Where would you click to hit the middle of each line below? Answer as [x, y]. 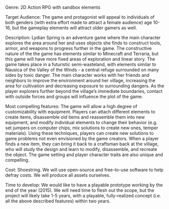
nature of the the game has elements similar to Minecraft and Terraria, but [82, 54]
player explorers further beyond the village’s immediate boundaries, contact [84, 91]
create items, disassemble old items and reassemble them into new [75, 117]
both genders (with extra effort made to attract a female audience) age [79, 22]
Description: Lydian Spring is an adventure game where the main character [83, 38]
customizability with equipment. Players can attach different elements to [80, 112]
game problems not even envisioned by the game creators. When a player [82, 139]
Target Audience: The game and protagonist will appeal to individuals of [80, 17]
